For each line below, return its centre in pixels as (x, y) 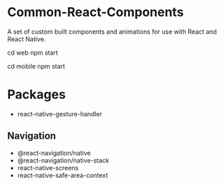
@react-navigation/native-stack (63, 160)
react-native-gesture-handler (60, 114)
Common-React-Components (96, 12)
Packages (37, 95)
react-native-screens (48, 167)
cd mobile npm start (36, 66)
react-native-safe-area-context (63, 175)
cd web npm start (33, 53)
